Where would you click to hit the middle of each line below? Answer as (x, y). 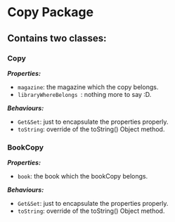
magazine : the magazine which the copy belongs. (88, 87)
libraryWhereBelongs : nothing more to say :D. (84, 94)
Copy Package (50, 12)
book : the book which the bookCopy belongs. (83, 176)
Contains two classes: (57, 38)
